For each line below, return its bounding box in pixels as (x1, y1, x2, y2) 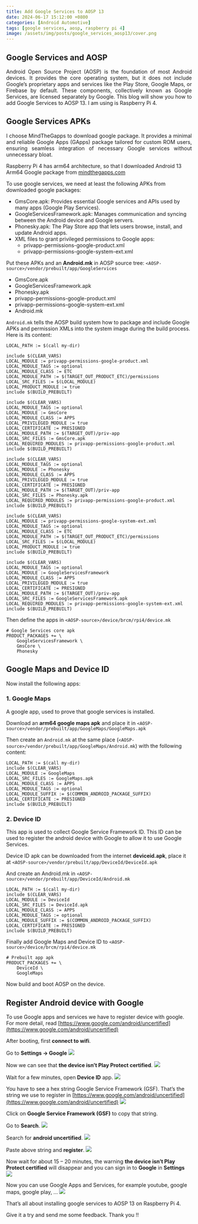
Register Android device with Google (6, 997, 144, 1008)
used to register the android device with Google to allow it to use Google (6, 835, 182, 842)
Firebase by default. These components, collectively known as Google (6, 87, 192, 94)
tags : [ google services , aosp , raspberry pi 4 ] (6, 25, 126, 31)
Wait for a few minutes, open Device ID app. (6, 1074, 113, 1081)
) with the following (135, 742, 182, 749)
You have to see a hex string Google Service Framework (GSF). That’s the (6, 1085, 184, 1092)
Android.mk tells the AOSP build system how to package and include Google (6, 319, 190, 326)
